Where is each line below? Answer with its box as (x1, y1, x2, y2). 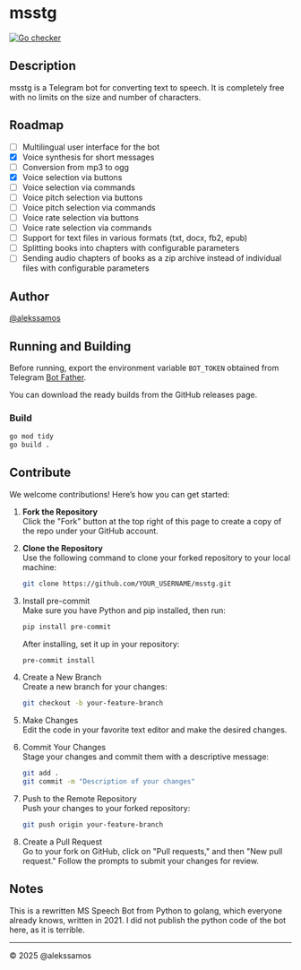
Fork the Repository (21, 506, 99, 517)
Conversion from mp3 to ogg (21, 161, 130, 172)
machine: (21, 561, 57, 572)
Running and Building (9, 339, 132, 354)
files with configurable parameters (21, 263, 150, 273)
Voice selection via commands (21, 182, 136, 193)
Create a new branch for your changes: (21, 681, 168, 692)
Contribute (9, 465, 72, 481)
